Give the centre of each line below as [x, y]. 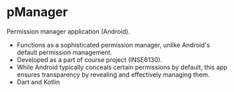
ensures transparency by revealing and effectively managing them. [113, 75]
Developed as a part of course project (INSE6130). [89, 59]
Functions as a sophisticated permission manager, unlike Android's [113, 45]
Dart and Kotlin [38, 82]
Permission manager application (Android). [68, 31]
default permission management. [64, 52]
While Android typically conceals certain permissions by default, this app [122, 67]
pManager [37, 12]
